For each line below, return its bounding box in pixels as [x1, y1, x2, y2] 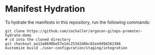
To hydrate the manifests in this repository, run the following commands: [5, 19, 151, 25]
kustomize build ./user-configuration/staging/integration [5, 45, 128, 50]
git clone [5, 28, 25, 33]
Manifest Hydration [5, 3, 85, 14]
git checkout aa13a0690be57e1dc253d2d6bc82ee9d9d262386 [5, 41, 121, 46]
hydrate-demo [5, 33, 32, 38]
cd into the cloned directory [9, 37, 71, 42]
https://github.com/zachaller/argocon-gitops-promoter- [26, 28, 143, 33]
